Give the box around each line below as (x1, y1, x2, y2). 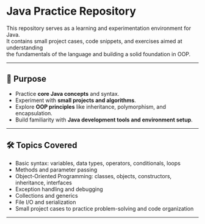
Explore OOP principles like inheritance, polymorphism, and (15, 103, 167, 110)
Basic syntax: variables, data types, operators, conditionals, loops (15, 159, 181, 167)
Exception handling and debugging (15, 185, 104, 193)
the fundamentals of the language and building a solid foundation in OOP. (6, 50, 191, 57)
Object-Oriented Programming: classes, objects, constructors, (15, 172, 172, 179)
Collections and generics (15, 192, 78, 199)
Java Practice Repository (6, 4, 136, 18)
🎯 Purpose (6, 74, 47, 84)
